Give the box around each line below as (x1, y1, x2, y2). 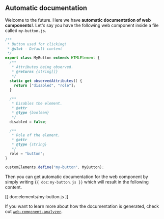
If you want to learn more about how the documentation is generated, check (5, 203, 159, 209)
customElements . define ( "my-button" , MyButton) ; (5, 165, 105, 170)
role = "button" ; (9, 151, 45, 156)
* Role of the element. (11, 133, 60, 138)
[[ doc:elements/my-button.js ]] (5, 193, 69, 199)
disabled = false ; (9, 119, 48, 124)
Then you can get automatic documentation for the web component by (5, 174, 148, 180)
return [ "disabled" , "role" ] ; (14, 83, 76, 88)
